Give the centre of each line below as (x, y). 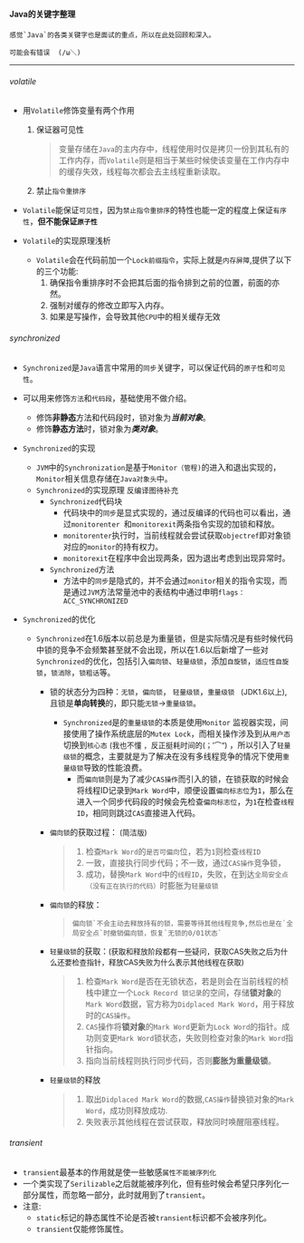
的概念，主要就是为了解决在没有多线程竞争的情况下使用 (180, 756)
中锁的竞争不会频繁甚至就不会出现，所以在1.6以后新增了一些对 (152, 649)
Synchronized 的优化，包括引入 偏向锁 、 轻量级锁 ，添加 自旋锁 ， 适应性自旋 (162, 661)
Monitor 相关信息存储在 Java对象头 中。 (104, 478)
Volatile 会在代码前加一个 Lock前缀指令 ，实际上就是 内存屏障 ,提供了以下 (164, 260)
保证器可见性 (60, 130)
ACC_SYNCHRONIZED (95, 601)
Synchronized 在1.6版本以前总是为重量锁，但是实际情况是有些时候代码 (165, 638)
